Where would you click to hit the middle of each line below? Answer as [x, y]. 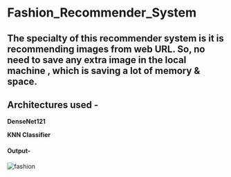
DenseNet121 [27, 122]
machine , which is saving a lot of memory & [104, 71]
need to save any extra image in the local [97, 60]
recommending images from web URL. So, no [106, 49]
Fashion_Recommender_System [102, 13]
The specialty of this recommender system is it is [116, 38]
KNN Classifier [29, 135]
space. [22, 81]
